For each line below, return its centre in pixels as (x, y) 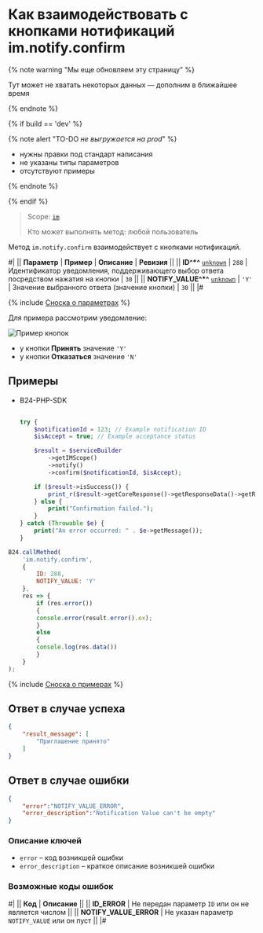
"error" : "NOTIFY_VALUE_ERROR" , (73, 806)
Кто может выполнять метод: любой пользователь (113, 231)
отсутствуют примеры (57, 171)
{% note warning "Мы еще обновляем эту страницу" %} (101, 69)
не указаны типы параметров (69, 162)
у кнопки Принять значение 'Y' (73, 348)
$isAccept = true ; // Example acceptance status (115, 437)
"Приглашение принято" (73, 742)
